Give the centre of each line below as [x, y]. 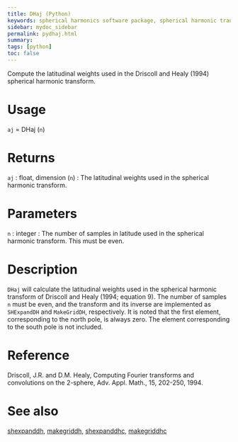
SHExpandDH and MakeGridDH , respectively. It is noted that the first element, [114, 312]
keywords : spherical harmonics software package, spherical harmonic [112, 21]
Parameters [42, 214]
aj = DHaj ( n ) [26, 129]
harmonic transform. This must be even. [66, 241]
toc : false [23, 54]
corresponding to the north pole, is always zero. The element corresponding [119, 319]
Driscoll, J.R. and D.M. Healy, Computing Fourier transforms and [101, 375]
